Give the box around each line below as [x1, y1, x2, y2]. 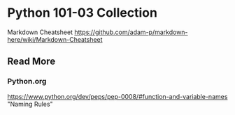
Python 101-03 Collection [7, 5, 157, 21]
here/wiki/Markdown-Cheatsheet [7, 35, 103, 43]
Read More [7, 56, 56, 68]
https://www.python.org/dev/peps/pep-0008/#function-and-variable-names [7, 92, 228, 100]
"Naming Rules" [7, 100, 54, 108]
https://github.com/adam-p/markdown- [74, 28, 188, 36]
